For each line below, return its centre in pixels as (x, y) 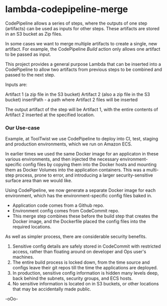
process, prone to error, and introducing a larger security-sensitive (84, 175)
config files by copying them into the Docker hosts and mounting (90, 165)
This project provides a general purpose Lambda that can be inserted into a (83, 64)
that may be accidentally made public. (52, 289)
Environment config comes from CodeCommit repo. (66, 211)
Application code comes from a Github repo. (58, 205)
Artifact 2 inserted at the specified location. (50, 115)
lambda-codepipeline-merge (67, 9)
